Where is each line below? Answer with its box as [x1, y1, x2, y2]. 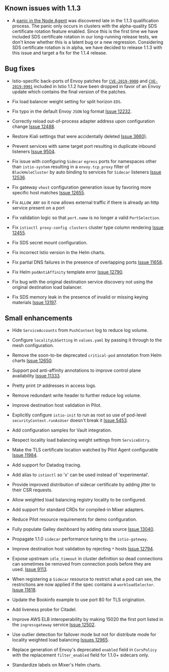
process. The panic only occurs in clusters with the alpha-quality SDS [12, 23, 157, 29]
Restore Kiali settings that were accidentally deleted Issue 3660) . [12, 133, 147, 139]
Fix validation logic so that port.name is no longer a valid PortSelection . [12, 215, 160, 221]
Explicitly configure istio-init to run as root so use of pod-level [12, 412, 147, 418]
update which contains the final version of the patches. [12, 89, 127, 95]
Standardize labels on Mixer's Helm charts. [12, 662, 101, 668]
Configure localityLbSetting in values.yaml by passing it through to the [12, 337, 162, 343]
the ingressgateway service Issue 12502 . [12, 622, 96, 628]
